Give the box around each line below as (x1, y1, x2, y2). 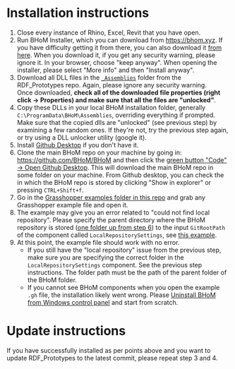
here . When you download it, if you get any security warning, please (16, 51, 216, 59)
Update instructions (6, 323, 126, 339)
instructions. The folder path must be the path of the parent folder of (27, 268, 227, 277)
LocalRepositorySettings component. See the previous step (27, 260, 203, 269)
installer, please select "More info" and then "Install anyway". (16, 66, 195, 74)
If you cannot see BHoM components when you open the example (27, 283, 220, 291)
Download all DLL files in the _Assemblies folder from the (16, 73, 181, 82)
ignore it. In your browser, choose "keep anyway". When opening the (16, 58, 217, 66)
